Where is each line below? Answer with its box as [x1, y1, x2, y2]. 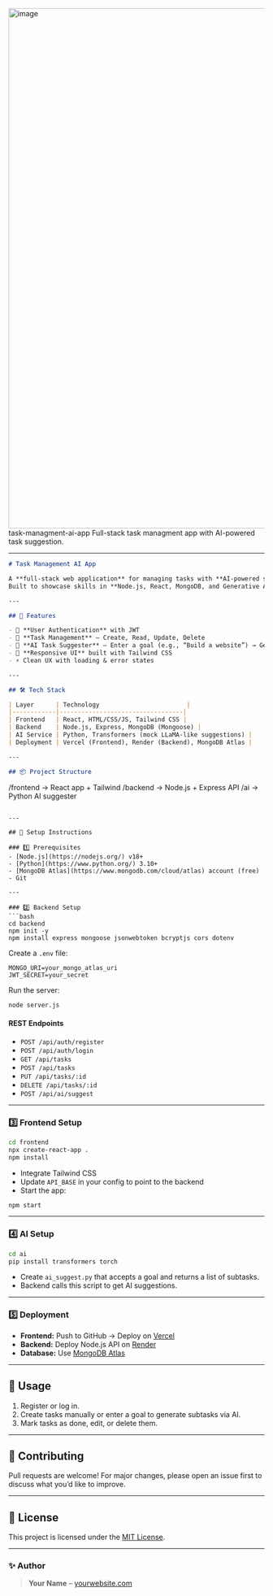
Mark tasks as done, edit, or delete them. [19, 1418, 158, 1428]
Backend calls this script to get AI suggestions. [19, 1281, 177, 1290]
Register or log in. [19, 1401, 80, 1411]
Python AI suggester [8, 791, 77, 801]
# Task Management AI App [8, 560, 96, 568]
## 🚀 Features [8, 611, 57, 620]
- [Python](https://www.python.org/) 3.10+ [8, 859, 158, 868]
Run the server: [8, 985, 60, 995]
